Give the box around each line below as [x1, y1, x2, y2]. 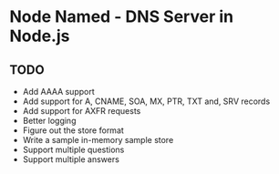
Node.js [9, 26, 70, 46]
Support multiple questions [22, 144, 125, 155]
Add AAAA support [22, 87, 96, 97]
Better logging [22, 116, 77, 126]
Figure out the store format [22, 125, 125, 136]
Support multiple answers [22, 154, 120, 165]
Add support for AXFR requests [22, 106, 141, 116]
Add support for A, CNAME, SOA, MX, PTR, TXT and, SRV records [22, 96, 271, 107]
